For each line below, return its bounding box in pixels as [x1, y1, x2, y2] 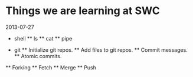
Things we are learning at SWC [5, 4, 160, 18]
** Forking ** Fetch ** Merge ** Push [5, 63, 97, 71]
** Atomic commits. [14, 52, 62, 59]
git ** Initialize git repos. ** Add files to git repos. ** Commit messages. [14, 46, 188, 53]
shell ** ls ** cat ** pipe [14, 35, 73, 42]
